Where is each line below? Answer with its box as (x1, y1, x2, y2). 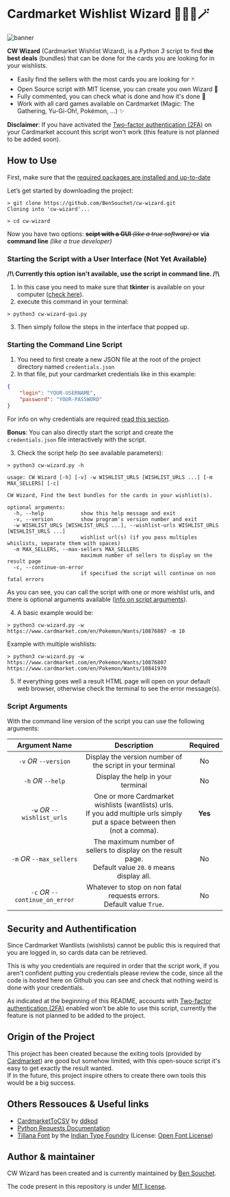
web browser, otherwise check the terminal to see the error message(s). (16, 684, 221, 692)
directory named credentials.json (16, 363, 115, 371)
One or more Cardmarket (93, 792, 175, 801)
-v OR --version (18, 756, 71, 766)
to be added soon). (7, 135, 61, 143)
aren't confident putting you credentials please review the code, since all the (7, 969, 223, 977)
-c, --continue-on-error (13, 564, 84, 570)
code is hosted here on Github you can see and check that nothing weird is (7, 976, 219, 984)
